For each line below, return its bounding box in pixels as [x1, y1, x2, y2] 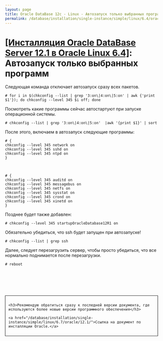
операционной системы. [5, 111, 56, 117]
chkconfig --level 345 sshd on [5, 147, 68, 152]
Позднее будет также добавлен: [5, 211, 72, 217]
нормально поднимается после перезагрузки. [5, 253, 101, 259]
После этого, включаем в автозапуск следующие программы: [5, 129, 135, 135]
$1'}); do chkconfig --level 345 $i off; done [5, 97, 101, 102]
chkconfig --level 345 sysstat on [5, 190, 75, 195]
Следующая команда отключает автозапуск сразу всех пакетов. [5, 84, 140, 90]
